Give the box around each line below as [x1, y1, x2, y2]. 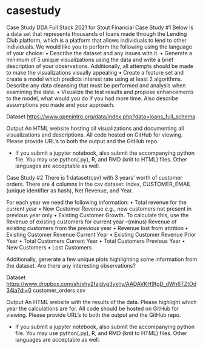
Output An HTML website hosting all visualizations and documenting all [6, 124, 184, 132]
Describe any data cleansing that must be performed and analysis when [6, 81, 186, 89]
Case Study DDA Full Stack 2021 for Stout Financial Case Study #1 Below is [6, 24, 194, 31]
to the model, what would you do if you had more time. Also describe [6, 95, 179, 102]
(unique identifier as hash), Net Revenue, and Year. [6, 186, 133, 194]
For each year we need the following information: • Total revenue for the [6, 198, 187, 206]
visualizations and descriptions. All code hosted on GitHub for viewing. [6, 131, 183, 138]
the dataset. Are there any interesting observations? [6, 262, 136, 269]
